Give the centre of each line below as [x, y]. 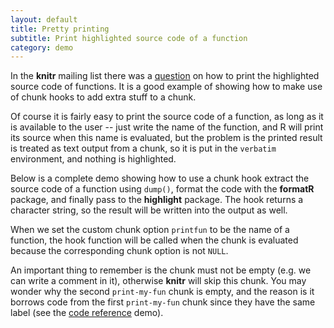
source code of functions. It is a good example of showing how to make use [166, 87]
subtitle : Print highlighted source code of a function [129, 38]
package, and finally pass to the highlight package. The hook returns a [157, 200]
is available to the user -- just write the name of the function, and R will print [167, 127]
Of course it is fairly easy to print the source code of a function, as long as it [167, 117]
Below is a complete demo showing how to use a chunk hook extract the [160, 178]
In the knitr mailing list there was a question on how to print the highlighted [165, 76]
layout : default [44, 19]
